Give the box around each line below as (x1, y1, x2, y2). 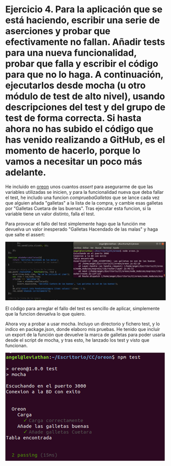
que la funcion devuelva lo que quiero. (5, 310, 86, 317)
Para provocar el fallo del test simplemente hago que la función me (5, 220, 146, 227)
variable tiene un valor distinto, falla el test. (5, 211, 95, 217)
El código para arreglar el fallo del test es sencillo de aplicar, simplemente (5, 305, 160, 312)
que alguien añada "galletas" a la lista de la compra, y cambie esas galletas (5, 199, 163, 206)
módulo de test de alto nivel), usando (5, 91, 165, 102)
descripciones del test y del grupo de (5, 101, 166, 113)
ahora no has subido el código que (5, 123, 154, 135)
